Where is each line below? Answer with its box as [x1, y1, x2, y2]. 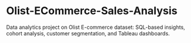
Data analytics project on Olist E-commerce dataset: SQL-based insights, [6, 24, 186, 31]
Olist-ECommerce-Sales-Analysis [6, 4, 177, 18]
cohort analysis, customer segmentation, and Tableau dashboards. [6, 29, 170, 37]
